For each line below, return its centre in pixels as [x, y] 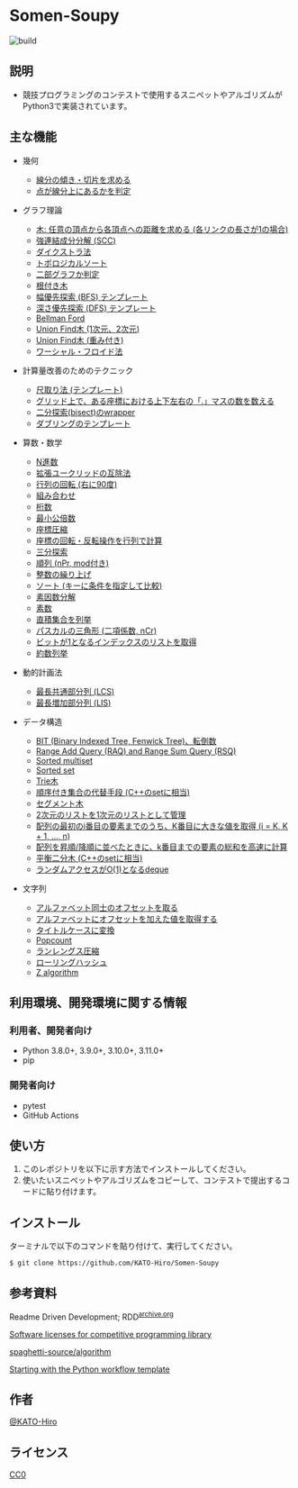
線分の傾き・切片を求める [83, 179]
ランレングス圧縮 [68, 950]
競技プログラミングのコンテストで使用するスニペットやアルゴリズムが [153, 95]
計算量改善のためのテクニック [77, 370]
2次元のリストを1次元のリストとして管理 [111, 814]
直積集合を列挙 [63, 619]
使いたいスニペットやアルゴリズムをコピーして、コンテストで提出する [152, 1180]
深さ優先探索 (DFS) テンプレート [96, 308]
